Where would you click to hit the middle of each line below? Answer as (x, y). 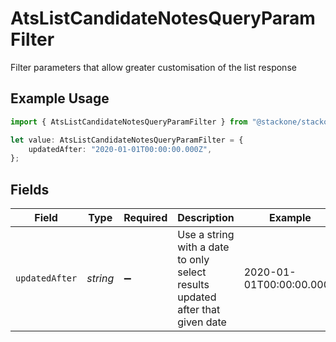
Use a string (206, 235)
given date (202, 322)
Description (206, 218)
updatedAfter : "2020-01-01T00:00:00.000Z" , (120, 149)
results (193, 285)
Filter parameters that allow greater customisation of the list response (153, 67)
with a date (203, 247)
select (192, 272)
